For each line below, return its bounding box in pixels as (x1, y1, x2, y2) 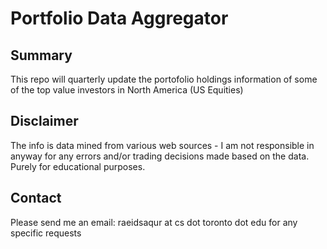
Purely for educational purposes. (10, 160, 146, 172)
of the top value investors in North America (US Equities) (10, 84, 244, 96)
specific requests (10, 227, 82, 239)
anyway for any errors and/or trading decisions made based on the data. (10, 150, 310, 162)
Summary (10, 47, 73, 64)
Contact (10, 190, 62, 207)
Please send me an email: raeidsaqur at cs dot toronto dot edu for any (10, 216, 298, 228)
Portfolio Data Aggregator (10, 7, 229, 30)
